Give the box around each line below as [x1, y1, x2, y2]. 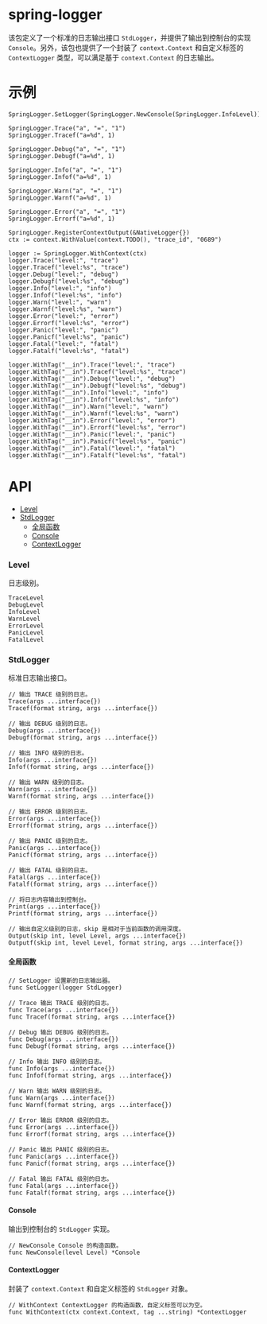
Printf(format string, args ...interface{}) [8, 910, 158, 918]
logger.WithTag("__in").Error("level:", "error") [8, 416, 176, 425]
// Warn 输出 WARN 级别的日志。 [8, 1087, 106, 1095]
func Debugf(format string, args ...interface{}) [8, 1042, 176, 1050]
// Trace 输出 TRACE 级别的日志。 [8, 999, 113, 1007]
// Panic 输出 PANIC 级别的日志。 [8, 1145, 113, 1154]
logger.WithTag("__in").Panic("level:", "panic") [8, 430, 176, 438]
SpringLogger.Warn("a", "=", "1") [8, 187, 123, 195]
